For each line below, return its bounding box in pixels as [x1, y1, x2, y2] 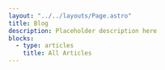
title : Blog [8, 19, 49, 27]
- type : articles [15, 42, 74, 50]
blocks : [8, 34, 35, 43]
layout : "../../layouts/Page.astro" [8, 11, 132, 20]
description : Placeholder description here [8, 27, 158, 35]
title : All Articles [23, 49, 92, 57]
